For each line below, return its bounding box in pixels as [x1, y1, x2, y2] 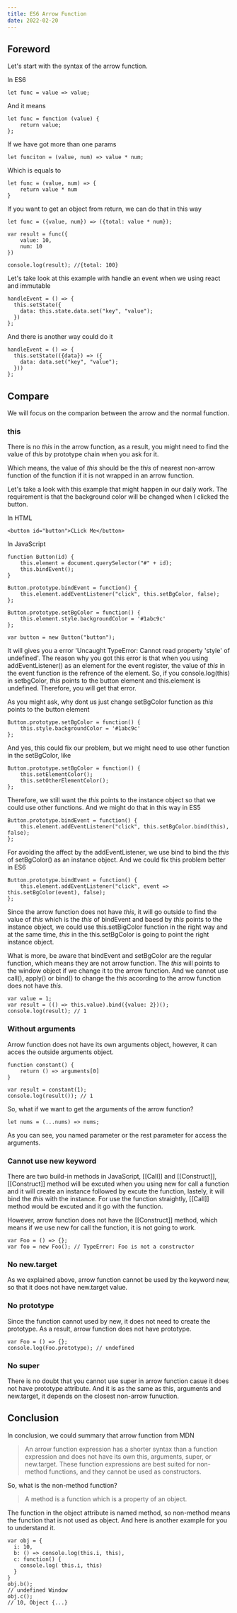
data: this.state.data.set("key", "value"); [20, 308, 154, 315]
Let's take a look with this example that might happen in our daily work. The [7, 485, 228, 494]
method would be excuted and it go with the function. [7, 1202, 163, 1210]
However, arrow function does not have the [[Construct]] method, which [7, 1216, 218, 1225]
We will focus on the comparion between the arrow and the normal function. [7, 409, 230, 417]
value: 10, [20, 237, 52, 244]
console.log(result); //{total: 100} [7, 262, 119, 269]
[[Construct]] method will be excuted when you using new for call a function [7, 1179, 230, 1189]
